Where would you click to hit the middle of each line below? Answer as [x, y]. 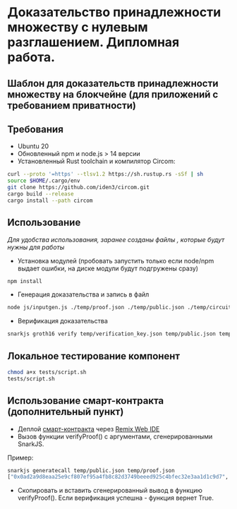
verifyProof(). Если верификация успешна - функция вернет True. [115, 498]
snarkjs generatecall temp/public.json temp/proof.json [91, 470]
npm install [25, 281]
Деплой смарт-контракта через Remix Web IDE [89, 429]
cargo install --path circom [50, 200]
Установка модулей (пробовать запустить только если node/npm [116, 261]
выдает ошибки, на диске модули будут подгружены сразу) [108, 268]
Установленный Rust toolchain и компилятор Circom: [96, 161]
